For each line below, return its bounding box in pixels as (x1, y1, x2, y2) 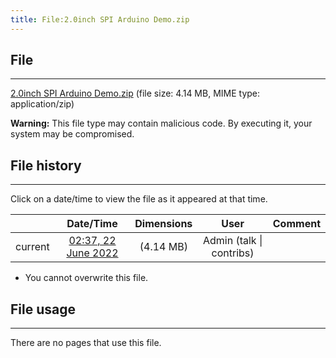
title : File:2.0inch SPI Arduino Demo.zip (10, 14, 190, 25)
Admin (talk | (202, 234, 263, 248)
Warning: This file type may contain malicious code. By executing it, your (10, 117, 313, 130)
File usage (10, 301, 76, 318)
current (15, 240, 50, 254)
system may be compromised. (10, 128, 135, 140)
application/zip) (10, 98, 75, 110)
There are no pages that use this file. (10, 337, 162, 349)
